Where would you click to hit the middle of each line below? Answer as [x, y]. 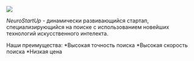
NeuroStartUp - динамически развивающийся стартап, [78, 21]
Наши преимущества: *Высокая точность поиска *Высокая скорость [97, 45]
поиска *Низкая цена [34, 52]
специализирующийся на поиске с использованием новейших [88, 27]
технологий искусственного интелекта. [57, 34]
